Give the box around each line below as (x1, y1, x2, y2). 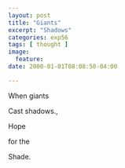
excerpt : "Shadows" (8, 26, 72, 34)
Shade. (8, 152, 31, 161)
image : (8, 48, 30, 56)
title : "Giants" (8, 19, 61, 27)
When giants (8, 91, 50, 100)
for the (8, 137, 30, 146)
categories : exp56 (8, 33, 68, 42)
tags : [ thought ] (8, 41, 68, 49)
